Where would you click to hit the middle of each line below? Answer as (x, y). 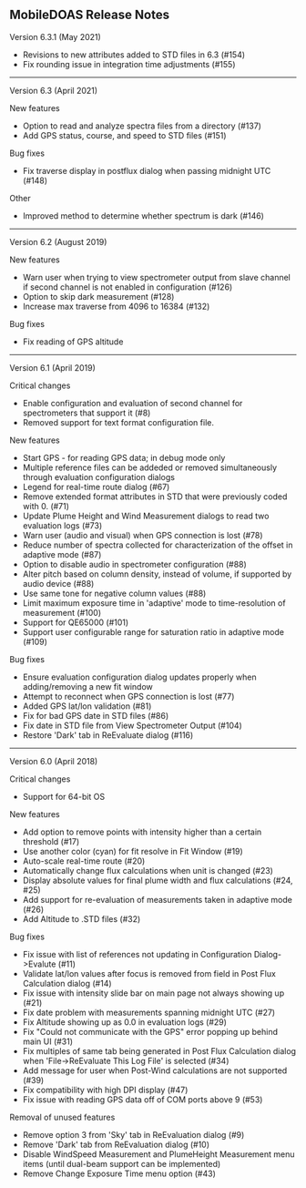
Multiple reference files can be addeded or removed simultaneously (150, 467)
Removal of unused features (62, 1117)
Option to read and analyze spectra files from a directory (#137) (142, 126)
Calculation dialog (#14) (67, 983)
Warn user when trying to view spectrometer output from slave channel (157, 277)
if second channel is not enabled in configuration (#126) (127, 287)
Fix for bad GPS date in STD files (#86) (96, 715)
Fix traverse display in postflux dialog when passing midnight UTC (147, 170)
